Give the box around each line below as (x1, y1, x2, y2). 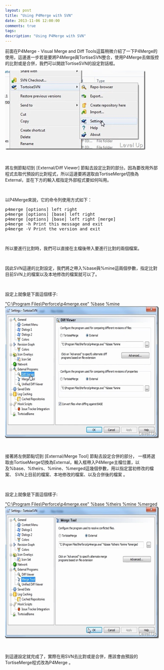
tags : (5, 28, 16, 34)
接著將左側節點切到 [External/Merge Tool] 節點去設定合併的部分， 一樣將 (5, 453, 151, 459)
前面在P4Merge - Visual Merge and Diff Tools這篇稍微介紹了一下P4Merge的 (5, 48, 158, 54)
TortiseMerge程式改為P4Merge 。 (5, 660, 73, 665)
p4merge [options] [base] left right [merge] (5, 216, 116, 222)
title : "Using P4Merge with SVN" (5, 13, 73, 18)
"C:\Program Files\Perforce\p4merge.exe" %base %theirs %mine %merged (5, 501, 158, 507)
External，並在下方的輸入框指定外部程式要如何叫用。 (5, 177, 111, 183)
